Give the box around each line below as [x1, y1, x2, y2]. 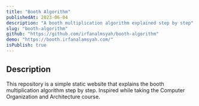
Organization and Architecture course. [6, 93, 100, 100]
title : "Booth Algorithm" [6, 8, 71, 15]
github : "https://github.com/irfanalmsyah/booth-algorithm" [6, 31, 160, 37]
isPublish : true [6, 43, 47, 49]
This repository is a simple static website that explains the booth [6, 80, 164, 87]
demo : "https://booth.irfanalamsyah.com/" [6, 37, 114, 43]
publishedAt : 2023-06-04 [6, 14, 68, 20]
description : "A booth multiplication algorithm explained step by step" [6, 20, 194, 26]
